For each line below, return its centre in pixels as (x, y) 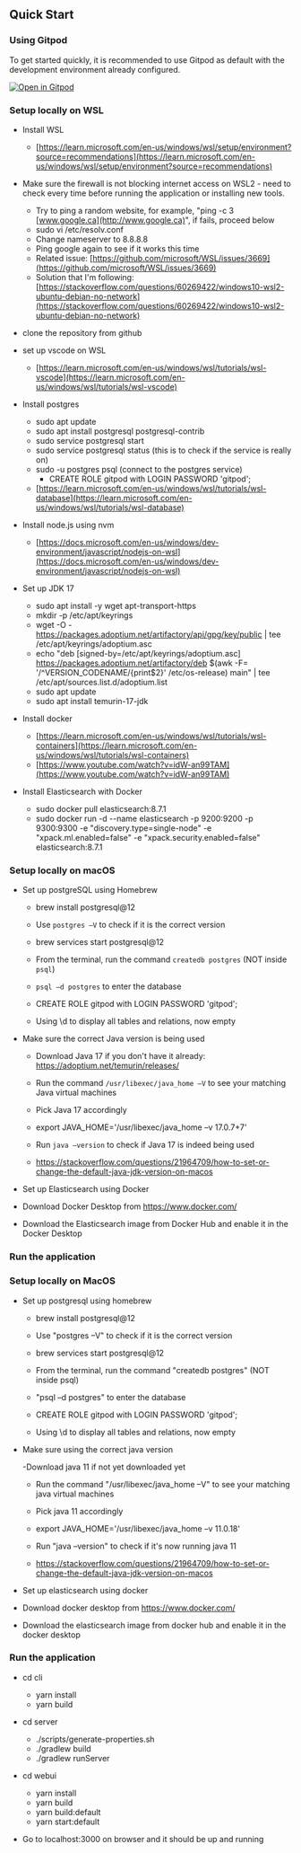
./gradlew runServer (73, 1758)
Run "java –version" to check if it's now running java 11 (136, 1546)
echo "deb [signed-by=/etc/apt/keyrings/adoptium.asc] (138, 653)
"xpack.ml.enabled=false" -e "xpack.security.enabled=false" (148, 837)
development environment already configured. (95, 69)
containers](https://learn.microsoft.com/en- (116, 746)
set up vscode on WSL (64, 350)
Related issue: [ (64, 258)
